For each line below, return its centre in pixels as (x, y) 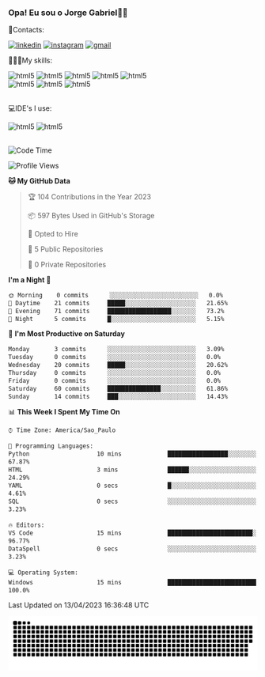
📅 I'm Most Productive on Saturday (66, 334)
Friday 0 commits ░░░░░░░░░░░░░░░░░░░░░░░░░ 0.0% (115, 381)
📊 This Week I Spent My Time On (64, 412)
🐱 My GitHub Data (40, 181)
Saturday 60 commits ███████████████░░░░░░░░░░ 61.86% (118, 389)
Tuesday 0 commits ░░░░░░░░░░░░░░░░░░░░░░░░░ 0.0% (115, 357)
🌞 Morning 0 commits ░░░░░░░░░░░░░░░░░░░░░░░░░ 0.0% (116, 296)
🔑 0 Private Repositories (67, 265)
